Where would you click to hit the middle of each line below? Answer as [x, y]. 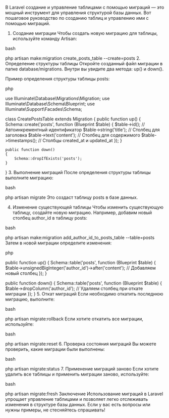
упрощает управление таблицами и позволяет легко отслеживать [77, 399]
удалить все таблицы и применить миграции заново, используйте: [77, 374]
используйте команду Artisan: [45, 38]
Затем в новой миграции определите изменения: [59, 243]
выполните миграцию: [30, 178]
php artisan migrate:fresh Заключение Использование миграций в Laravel [84, 394]
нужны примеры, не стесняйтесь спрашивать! [55, 410]
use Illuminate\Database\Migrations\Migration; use [58, 98]
